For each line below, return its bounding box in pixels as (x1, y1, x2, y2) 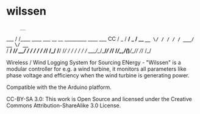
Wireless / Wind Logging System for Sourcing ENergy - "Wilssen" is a (6, 59, 181, 66)
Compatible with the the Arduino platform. (6, 84, 112, 91)
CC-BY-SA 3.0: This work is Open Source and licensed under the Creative (6, 95, 192, 102)
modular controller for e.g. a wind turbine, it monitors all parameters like (6, 65, 187, 73)
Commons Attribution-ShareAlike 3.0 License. (6, 102, 121, 109)
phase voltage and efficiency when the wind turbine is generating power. (6, 71, 190, 79)
